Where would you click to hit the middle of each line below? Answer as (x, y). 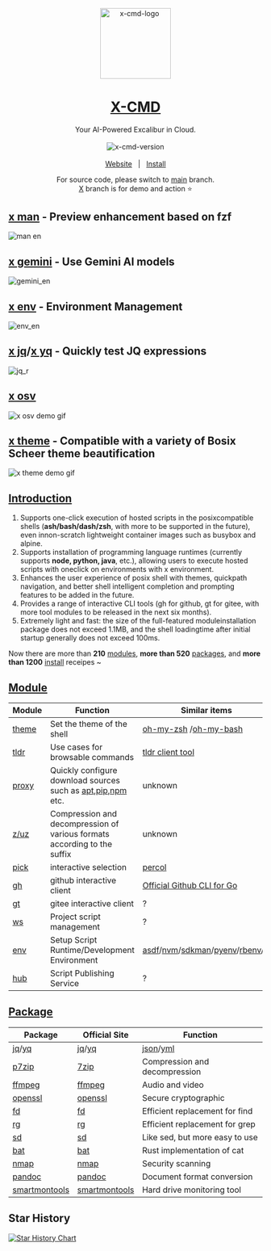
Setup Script (73, 940)
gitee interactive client (92, 904)
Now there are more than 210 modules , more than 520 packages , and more (134, 653)
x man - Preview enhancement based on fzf (120, 217)
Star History (40, 1218)
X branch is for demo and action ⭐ (135, 188)
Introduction (40, 498)
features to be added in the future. (77, 595)
